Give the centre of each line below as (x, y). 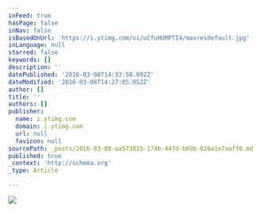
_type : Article (33, 171)
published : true (35, 156)
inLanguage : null (37, 45)
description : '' (35, 67)
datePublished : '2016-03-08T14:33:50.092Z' (81, 75)
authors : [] (28, 104)
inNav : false (30, 30)
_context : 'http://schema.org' (60, 164)
